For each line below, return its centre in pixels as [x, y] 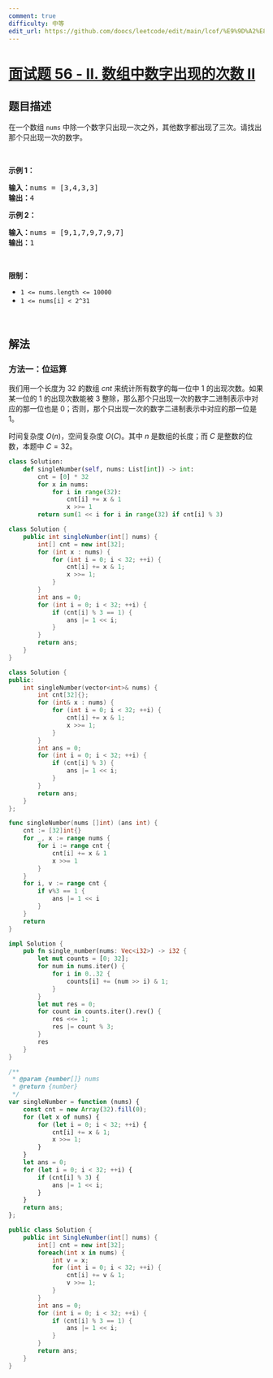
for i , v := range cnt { [65, 884]
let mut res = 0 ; [67, 1004]
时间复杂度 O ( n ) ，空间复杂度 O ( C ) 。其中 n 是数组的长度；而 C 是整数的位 [131, 437]
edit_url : [25, 31]
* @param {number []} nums [56, 1079]
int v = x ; [70, 1260]
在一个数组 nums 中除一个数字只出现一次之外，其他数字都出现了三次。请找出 [135, 128]
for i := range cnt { [74, 846]
